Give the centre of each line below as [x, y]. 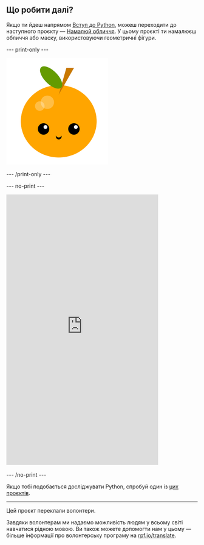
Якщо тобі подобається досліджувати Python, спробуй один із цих [93, 486]
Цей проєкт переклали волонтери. [51, 510]
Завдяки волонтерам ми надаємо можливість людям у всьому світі [95, 522]
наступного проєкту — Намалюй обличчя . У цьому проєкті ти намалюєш [101, 31]
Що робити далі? [40, 10]
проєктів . [18, 493]
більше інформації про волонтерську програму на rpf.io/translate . [91, 535]
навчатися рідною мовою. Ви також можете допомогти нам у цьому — [99, 529]
